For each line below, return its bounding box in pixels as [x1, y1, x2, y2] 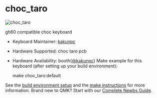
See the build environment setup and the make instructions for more [5, 82, 146, 88]
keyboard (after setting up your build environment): [12, 63, 118, 69]
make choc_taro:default [12, 72, 61, 78]
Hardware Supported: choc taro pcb [12, 48, 87, 54]
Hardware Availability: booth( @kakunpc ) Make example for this [12, 57, 142, 63]
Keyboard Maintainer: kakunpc [12, 38, 76, 45]
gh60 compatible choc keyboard [5, 29, 72, 35]
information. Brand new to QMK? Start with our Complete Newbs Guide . [5, 87, 153, 93]
